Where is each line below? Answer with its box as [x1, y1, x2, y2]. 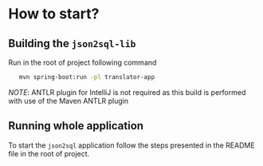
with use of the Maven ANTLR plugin [8, 96, 129, 105]
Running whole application [8, 119, 144, 132]
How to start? [8, 5, 100, 23]
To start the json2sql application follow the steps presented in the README [8, 140, 255, 150]
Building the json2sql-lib [8, 37, 136, 50]
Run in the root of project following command [8, 57, 157, 67]
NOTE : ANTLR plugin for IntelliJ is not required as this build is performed [8, 87, 246, 97]
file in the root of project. [8, 148, 90, 158]
